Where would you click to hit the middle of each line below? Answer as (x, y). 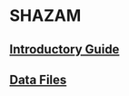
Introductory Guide (64, 49)
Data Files (38, 79)
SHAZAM (45, 16)
